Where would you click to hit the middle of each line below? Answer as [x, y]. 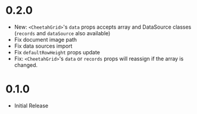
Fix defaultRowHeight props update [57, 52]
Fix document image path [46, 39]
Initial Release [31, 106]
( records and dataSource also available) [62, 33]
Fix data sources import [43, 46]
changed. [26, 65]
